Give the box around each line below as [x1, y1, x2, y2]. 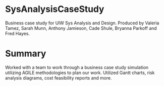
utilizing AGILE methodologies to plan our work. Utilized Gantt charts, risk [5, 70, 155, 76]
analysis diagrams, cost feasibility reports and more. [5, 75, 112, 81]
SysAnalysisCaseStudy [5, 3, 105, 15]
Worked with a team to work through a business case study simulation [5, 64, 149, 70]
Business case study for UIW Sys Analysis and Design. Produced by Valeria [5, 20, 160, 26]
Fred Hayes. [5, 30, 30, 36]
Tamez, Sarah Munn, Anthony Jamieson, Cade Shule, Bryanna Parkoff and [5, 25, 157, 31]
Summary [5, 48, 46, 59]
